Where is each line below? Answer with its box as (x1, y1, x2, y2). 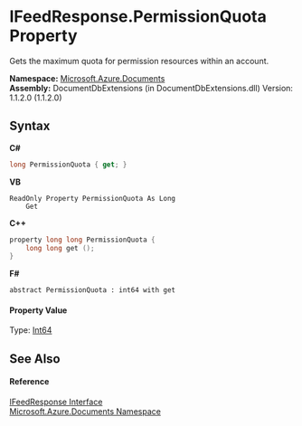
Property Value (9, 305, 68, 316)
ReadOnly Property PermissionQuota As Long (9, 194, 176, 203)
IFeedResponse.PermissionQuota (9, 6, 267, 27)
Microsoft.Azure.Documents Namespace (9, 406, 161, 417)
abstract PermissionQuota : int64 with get (9, 286, 176, 295)
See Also (9, 351, 61, 366)
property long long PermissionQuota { (9, 235, 156, 244)
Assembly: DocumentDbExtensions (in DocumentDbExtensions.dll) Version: (9, 82, 294, 93)
